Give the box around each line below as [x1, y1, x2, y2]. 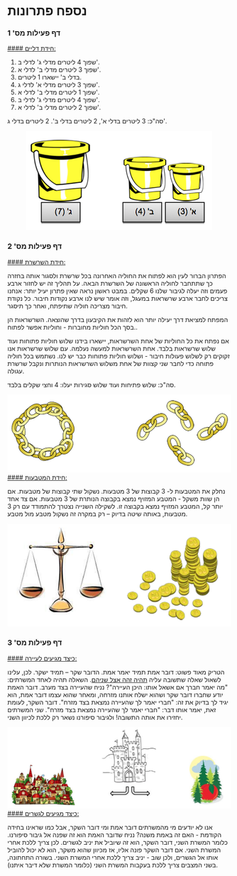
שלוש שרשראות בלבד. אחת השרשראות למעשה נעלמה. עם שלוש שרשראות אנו [7, 344, 216, 353]
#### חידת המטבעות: [7, 473, 67, 482]
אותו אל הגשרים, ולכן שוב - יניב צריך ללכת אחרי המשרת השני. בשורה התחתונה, [7, 853, 219, 862]
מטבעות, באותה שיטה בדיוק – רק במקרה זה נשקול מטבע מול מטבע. [7, 510, 188, 519]
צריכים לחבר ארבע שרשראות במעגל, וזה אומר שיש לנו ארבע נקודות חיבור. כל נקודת [7, 294, 228, 302]
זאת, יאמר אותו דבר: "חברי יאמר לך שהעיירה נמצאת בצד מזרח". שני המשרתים [7, 705, 216, 714]
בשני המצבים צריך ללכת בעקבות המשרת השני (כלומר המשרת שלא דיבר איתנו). [7, 861, 219, 870]
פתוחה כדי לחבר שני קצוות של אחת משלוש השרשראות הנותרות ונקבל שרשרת [7, 359, 214, 367]
